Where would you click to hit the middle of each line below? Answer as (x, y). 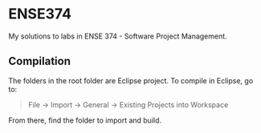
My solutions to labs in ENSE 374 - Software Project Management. (118, 36)
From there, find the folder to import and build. (85, 120)
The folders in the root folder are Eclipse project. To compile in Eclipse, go (131, 80)
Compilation (39, 61)
